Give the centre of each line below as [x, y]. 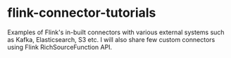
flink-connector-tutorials [82, 13]
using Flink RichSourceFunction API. [60, 47]
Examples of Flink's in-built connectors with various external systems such [116, 32]
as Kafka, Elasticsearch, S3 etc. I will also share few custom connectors [111, 39]
